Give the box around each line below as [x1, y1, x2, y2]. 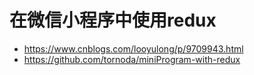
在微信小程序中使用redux [9, 9, 217, 32]
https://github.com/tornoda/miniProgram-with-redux [23, 53, 241, 65]
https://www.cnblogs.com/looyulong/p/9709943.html [23, 42, 244, 55]
